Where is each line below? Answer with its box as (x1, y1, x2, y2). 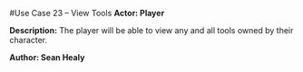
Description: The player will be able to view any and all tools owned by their (9, 25, 294, 35)
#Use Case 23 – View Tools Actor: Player (9, 8, 165, 18)
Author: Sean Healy (9, 52, 85, 62)
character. (9, 35, 48, 45)
